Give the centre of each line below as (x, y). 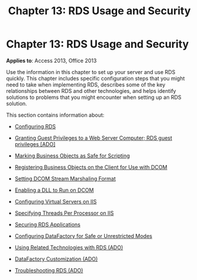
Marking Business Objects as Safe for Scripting (72, 156)
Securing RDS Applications (48, 224)
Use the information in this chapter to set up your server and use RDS (91, 72)
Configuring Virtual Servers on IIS (56, 201)
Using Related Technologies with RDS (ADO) (69, 247)
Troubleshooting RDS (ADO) (49, 270)
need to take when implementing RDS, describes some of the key (86, 85)
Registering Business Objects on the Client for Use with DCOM (91, 167)
